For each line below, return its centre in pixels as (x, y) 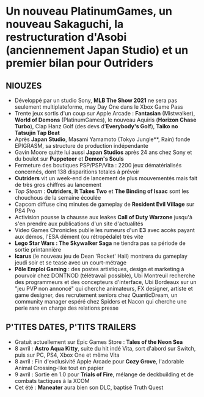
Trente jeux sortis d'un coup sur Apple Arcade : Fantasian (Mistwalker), (105, 113)
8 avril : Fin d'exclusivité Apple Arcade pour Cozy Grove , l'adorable (99, 361)
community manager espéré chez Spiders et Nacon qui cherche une (100, 301)
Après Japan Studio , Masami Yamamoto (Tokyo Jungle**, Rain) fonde (102, 139)
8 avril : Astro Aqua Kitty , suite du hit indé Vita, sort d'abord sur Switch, (105, 348)
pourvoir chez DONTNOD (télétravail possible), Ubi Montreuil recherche (105, 275)
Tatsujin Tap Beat (37, 133)
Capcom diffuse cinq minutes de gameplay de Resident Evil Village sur (104, 204)
